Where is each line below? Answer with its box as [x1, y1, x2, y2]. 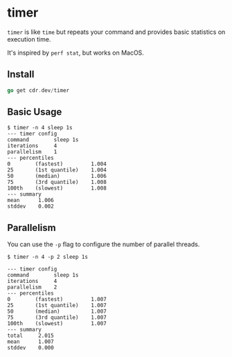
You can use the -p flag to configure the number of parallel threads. [7, 240, 200, 248]
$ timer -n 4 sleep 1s [7, 125, 73, 131]
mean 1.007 [7, 338, 54, 345]
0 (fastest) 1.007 [7, 296, 107, 303]
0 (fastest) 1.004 [7, 161, 107, 167]
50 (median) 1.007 [7, 308, 107, 315]
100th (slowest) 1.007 [7, 320, 107, 327]
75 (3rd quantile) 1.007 [7, 314, 107, 321]
